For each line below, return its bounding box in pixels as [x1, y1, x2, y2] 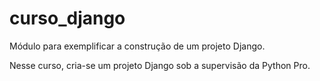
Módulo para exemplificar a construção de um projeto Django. [9, 40, 266, 52]
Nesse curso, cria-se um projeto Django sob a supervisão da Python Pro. [9, 59, 311, 71]
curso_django [9, 7, 126, 30]
